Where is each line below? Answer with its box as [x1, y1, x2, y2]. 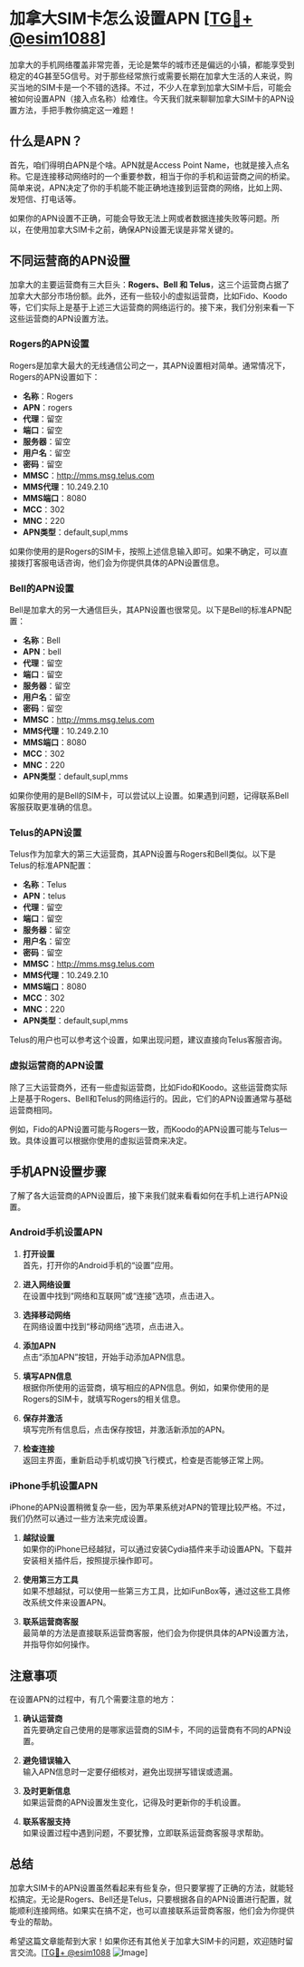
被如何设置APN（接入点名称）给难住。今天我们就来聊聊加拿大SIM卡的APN [9, 92, 287, 104]
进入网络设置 [22, 1279, 71, 1290]
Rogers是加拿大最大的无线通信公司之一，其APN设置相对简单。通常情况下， [9, 360, 290, 371]
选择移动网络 [22, 1309, 71, 1320]
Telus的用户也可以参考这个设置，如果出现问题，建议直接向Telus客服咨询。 [9, 1034, 288, 1045]
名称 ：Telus [22, 879, 67, 890]
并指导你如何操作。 [22, 1639, 95, 1650]
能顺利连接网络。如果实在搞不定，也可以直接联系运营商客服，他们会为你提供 [9, 1904, 295, 1915]
